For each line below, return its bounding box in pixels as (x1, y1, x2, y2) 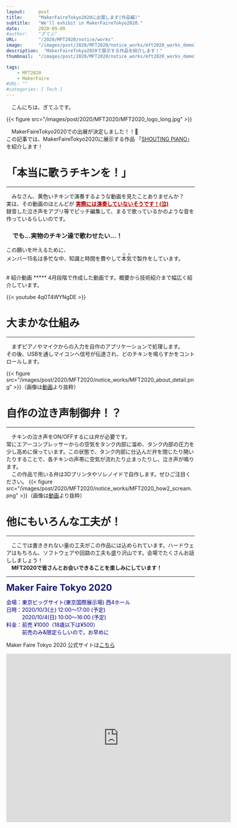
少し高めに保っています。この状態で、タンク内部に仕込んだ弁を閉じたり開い (6, 448, 195, 455)
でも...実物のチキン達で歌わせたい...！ (12, 231, 123, 240)
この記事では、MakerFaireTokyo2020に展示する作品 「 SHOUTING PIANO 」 (6, 135, 193, 143)
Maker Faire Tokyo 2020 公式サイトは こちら (6, 642, 116, 649)
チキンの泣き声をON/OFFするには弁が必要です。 (11, 433, 130, 440)
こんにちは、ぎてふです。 (11, 104, 74, 111)
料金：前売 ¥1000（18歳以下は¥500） (6, 621, 99, 628)
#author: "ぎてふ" (6, 31, 57, 37)
